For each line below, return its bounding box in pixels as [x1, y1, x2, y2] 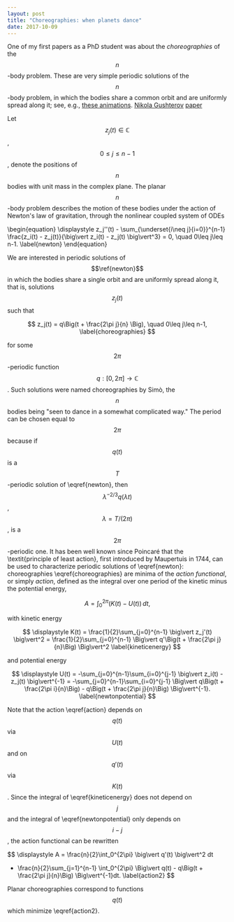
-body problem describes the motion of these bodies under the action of [7, 204, 217, 213]
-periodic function [7, 362, 59, 371]
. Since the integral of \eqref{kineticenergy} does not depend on [7, 793, 192, 802]
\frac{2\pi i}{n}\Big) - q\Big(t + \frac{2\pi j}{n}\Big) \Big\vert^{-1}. [24, 685, 211, 693]
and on [7, 749, 28, 758]
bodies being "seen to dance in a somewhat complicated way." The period [7, 407, 221, 416]
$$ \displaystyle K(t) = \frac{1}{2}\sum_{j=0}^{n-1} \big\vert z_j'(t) [22, 627, 212, 637]
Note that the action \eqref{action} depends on [7, 706, 142, 714]
